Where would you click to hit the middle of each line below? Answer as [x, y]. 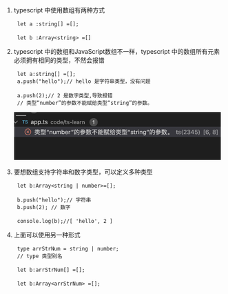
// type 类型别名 [40, 256]
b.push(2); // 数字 [44, 207]
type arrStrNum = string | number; [68, 248]
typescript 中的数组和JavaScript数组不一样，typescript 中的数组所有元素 [117, 51]
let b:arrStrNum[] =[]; [51, 270]
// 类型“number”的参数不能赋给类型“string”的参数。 [85, 103]
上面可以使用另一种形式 [47, 235]
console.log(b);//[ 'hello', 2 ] [65, 221]
